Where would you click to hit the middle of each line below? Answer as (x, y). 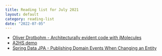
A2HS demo (25, 43)
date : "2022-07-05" (25, 24)
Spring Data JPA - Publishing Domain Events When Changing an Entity (84, 48)
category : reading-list (30, 19)
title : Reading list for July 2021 (42, 10)
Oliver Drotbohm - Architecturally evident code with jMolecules (77, 38)
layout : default (22, 14)
